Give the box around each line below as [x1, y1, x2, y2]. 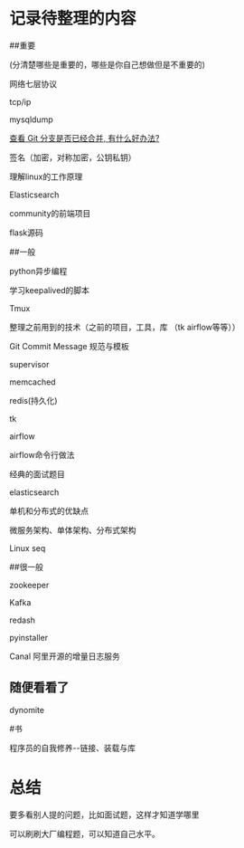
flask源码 [9, 227, 43, 238]
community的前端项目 [9, 207, 91, 218]
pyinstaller [9, 632, 48, 643]
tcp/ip [9, 96, 32, 107]
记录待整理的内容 [9, 8, 137, 29]
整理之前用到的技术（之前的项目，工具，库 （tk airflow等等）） [9, 321, 241, 332]
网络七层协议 [9, 78, 57, 89]
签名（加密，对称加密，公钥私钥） [9, 151, 136, 163]
